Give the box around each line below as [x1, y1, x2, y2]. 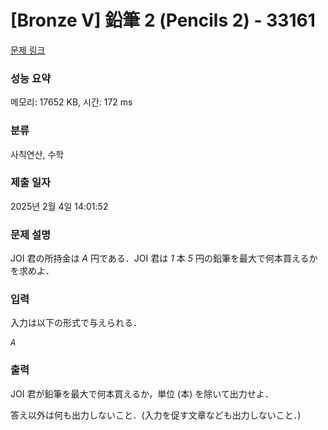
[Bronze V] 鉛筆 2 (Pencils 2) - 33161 [10, 9, 316, 32]
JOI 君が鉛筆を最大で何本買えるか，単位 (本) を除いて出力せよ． [10, 387, 274, 400]
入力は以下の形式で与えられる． [10, 317, 142, 329]
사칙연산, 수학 [10, 148, 65, 160]
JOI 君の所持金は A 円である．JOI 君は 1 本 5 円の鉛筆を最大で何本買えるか [10, 252, 318, 265]
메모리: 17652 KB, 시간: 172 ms [10, 96, 133, 108]
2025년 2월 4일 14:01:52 [10, 200, 109, 212]
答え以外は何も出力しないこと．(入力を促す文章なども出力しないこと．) [10, 409, 302, 421]
